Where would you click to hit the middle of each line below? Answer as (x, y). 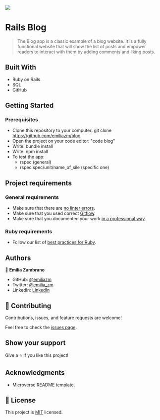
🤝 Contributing (28, 306)
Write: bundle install (33, 146)
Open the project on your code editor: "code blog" (64, 141)
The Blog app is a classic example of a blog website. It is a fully (82, 41)
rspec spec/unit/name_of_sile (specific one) (64, 168)
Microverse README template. (44, 385)
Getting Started (29, 106)
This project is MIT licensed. (34, 412)
